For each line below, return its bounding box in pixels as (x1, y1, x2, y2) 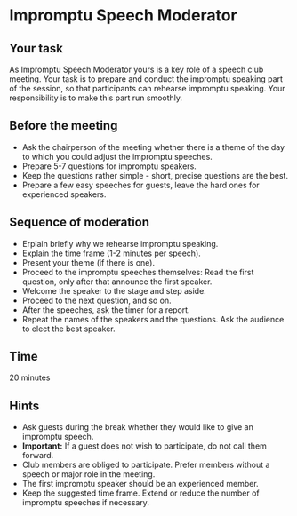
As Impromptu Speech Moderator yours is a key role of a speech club (9, 64, 264, 75)
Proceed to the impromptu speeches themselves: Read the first (21, 266, 254, 277)
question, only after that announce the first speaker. (21, 276, 213, 287)
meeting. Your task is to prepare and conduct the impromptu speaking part (9, 74, 283, 84)
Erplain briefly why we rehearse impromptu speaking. (21, 238, 219, 249)
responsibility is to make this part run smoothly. (9, 92, 183, 103)
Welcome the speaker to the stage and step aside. (21, 285, 206, 296)
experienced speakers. (21, 188, 107, 200)
